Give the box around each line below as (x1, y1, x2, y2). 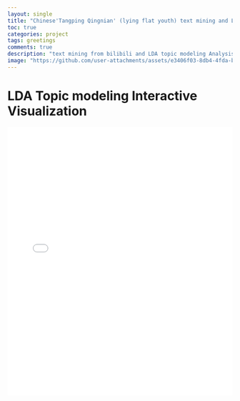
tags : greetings (7, 37, 56, 44)
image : (7, 57, 27, 64)
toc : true (7, 24, 37, 31)
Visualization (7, 103, 87, 119)
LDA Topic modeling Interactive (7, 87, 198, 104)
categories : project (7, 30, 69, 38)
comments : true (7, 44, 53, 51)
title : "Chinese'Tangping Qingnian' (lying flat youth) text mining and (7, 17, 229, 24)
